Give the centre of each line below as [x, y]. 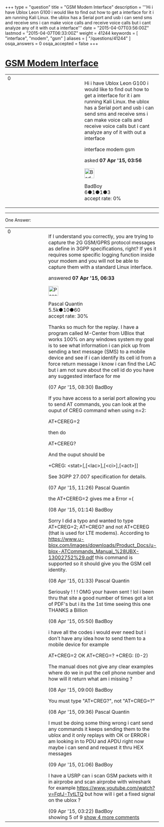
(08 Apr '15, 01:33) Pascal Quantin [89, 580]
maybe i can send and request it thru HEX [96, 747]
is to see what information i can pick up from [99, 345]
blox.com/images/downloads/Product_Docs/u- [102, 545]
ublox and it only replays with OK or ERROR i [99, 735]
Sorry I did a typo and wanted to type [91, 521]
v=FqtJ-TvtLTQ [66, 794]
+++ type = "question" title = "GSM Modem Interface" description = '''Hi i [79, 7]
